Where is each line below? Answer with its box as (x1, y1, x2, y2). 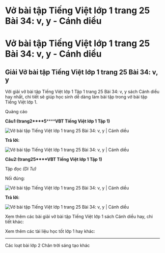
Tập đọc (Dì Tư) (5, 166, 37, 172)
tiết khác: (5, 219, 24, 225)
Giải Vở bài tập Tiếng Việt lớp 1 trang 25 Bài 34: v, (5, 68, 158, 76)
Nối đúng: (5, 175, 26, 182)
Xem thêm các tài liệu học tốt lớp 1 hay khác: (5, 228, 96, 234)
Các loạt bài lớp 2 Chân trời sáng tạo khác (5, 243, 90, 249)
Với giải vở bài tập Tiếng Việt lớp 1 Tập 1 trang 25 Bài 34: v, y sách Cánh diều (5, 89, 160, 95)
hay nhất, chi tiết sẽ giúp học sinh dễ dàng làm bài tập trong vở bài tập (5, 94, 148, 100)
